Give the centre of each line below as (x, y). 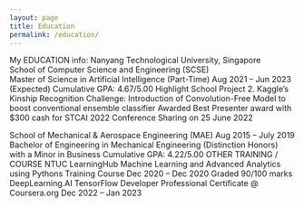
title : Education (42, 26)
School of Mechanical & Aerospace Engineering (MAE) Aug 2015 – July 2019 (152, 136)
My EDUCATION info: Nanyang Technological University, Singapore (135, 61)
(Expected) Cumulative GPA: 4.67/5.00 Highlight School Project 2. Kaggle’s (149, 89)
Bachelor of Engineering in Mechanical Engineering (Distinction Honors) (144, 145)
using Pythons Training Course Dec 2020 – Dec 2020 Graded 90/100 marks (151, 174)
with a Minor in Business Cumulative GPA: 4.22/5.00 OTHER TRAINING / (144, 155)
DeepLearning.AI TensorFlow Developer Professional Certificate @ (134, 183)
